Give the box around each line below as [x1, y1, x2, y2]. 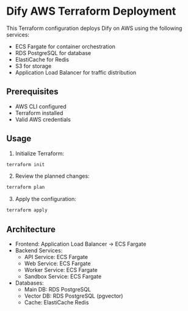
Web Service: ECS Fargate [24, 260, 91, 267]
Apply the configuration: [15, 196, 76, 203]
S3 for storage [15, 62, 52, 70]
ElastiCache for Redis [15, 56, 69, 63]
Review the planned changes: [15, 172, 90, 180]
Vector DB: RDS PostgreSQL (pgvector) [24, 292, 123, 299]
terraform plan [6, 185, 45, 191]
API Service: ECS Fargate [24, 254, 89, 260]
